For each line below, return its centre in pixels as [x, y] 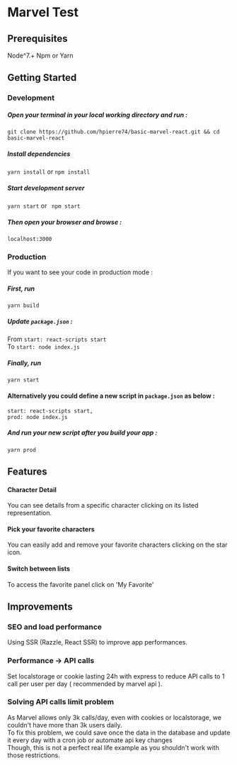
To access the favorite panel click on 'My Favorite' [81, 584]
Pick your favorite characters [51, 529]
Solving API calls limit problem [61, 702]
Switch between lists [39, 569]
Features [27, 471]
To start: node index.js [44, 347]
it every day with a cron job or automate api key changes [90, 740]
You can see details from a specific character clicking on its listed [103, 506]
